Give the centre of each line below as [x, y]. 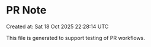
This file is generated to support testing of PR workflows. [75, 38]
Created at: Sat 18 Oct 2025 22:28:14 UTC [57, 26]
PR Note [26, 10]
